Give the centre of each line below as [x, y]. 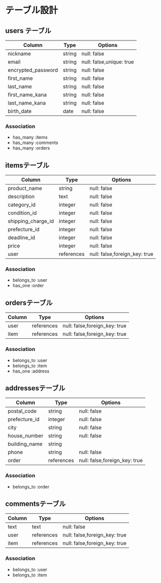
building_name [25, 444]
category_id [22, 205]
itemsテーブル [27, 165]
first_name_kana [27, 95]
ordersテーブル [29, 303]
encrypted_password [33, 70]
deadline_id [21, 238]
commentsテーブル [36, 504]
